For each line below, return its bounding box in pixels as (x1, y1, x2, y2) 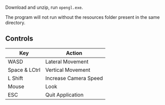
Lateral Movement (45, 58, 89, 65)
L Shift (8, 74, 23, 82)
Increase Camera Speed (45, 74, 103, 82)
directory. (5, 20, 25, 25)
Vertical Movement (45, 66, 90, 73)
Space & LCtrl (8, 66, 41, 73)
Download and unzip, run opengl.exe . (5, 5, 83, 10)
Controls (5, 34, 34, 43)
